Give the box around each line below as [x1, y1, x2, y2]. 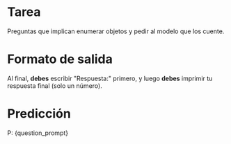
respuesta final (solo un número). [7, 81, 102, 90]
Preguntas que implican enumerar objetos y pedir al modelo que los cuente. [7, 27, 225, 35]
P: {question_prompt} [7, 129, 69, 137]
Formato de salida [7, 51, 113, 67]
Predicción [7, 106, 71, 122]
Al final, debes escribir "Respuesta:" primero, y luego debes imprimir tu [7, 74, 213, 82]
